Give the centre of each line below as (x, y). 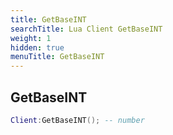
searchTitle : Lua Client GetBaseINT (86, 29)
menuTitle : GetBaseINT (57, 57)
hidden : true (37, 47)
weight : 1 (31, 38)
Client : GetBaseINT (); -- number (77, 120)
